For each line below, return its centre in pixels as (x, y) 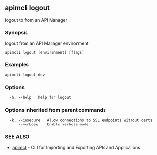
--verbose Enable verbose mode (53, 124)
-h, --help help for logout (40, 97)
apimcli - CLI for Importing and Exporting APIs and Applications (76, 148)
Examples (17, 65)
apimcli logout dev (25, 75)
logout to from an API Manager (36, 20)
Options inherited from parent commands (56, 110)
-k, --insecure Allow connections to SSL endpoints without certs (81, 120)
